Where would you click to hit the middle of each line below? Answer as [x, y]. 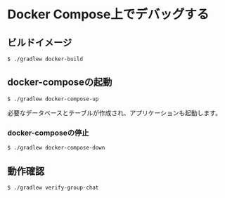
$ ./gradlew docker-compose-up [53, 99]
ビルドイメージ [40, 42]
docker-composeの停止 [48, 133]
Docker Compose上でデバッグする [108, 14]
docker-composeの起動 [60, 82]
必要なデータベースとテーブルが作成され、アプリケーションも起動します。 [114, 112]
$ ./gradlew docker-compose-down [56, 148]
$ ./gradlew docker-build [45, 59]
